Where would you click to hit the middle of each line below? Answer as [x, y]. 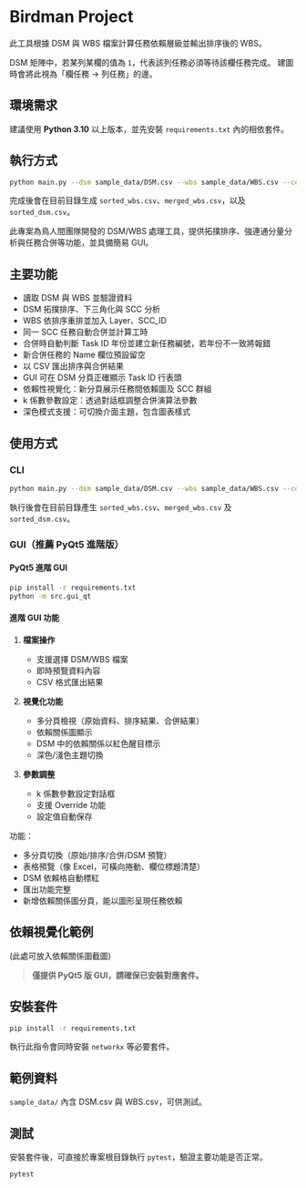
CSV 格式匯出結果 [70, 681]
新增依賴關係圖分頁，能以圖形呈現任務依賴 [102, 900]
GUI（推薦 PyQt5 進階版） [67, 544]
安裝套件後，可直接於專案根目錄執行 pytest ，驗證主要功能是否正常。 [138, 1157]
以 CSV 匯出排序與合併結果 [73, 366]
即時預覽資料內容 [68, 671]
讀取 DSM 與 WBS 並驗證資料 [77, 298]
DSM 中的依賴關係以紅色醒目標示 [98, 743]
